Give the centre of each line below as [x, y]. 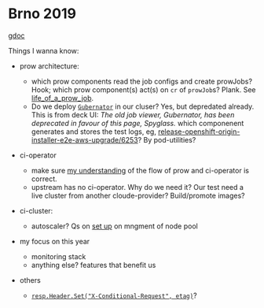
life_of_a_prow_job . [62, 98]
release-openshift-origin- [199, 132]
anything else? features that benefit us [93, 265]
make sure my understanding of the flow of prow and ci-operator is [140, 170]
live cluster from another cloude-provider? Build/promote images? [138, 195]
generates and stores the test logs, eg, [94, 132]
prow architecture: [49, 66]
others [30, 280]
